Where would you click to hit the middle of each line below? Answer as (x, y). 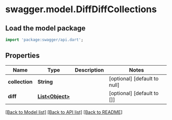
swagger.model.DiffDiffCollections (81, 9)
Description (89, 70)
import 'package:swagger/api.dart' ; (44, 40)
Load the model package (46, 28)
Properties (23, 56)
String (45, 81)
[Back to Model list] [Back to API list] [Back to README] (64, 112)
